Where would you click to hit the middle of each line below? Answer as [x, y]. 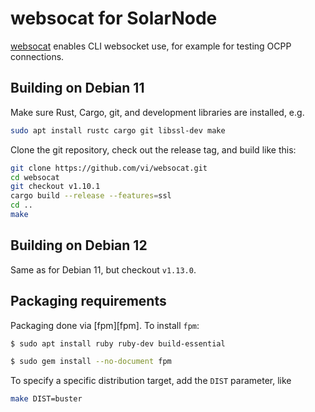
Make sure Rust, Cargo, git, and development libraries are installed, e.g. [157, 112]
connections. [37, 56]
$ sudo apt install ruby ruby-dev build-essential [118, 343]
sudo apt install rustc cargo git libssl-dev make [118, 130]
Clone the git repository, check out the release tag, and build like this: [153, 149]
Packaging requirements [88, 301]
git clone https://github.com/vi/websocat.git [109, 168]
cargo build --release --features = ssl [91, 196]
